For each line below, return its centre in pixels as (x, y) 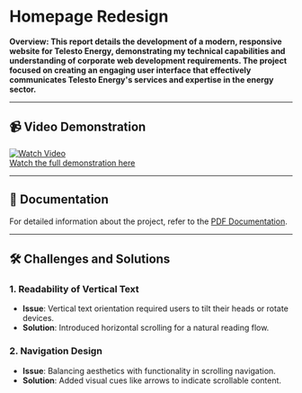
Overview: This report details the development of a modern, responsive (146, 41)
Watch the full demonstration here (72, 163)
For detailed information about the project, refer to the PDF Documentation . (148, 221)
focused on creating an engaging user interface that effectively (130, 70)
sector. (23, 89)
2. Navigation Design (56, 351)
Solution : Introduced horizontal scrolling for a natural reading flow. (146, 328)
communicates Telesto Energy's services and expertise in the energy (142, 79)
